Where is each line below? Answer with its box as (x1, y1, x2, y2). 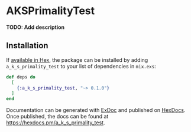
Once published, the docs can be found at (6, 113, 109, 120)
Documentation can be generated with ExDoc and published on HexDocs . (6, 107, 186, 114)
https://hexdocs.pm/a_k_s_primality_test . (6, 119, 105, 126)
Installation (6, 41, 48, 51)
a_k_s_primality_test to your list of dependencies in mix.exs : (6, 62, 156, 70)
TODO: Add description (6, 24, 65, 31)
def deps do (6, 74, 35, 80)
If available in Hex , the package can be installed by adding (6, 56, 148, 63)
